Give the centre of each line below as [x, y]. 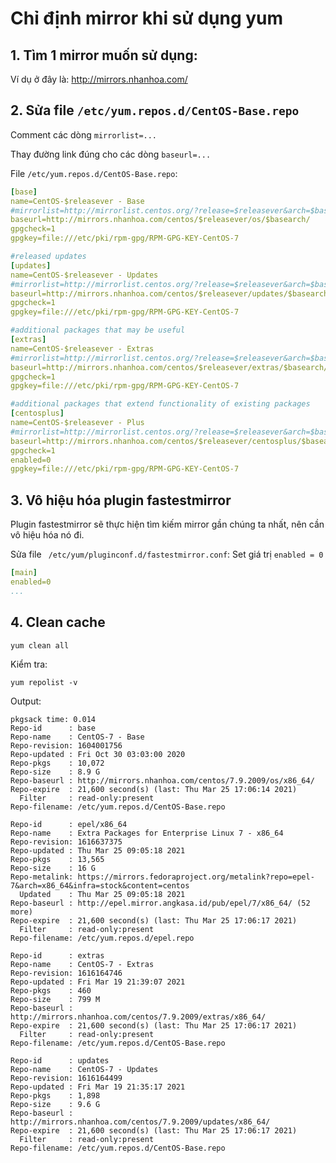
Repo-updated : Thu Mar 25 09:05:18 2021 [98, 850]
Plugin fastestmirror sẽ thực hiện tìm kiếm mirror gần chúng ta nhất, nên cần [167, 524]
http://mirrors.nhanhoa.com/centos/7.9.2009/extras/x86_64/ [138, 1017]
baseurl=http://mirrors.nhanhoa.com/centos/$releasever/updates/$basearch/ [171, 293]
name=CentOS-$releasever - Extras [82, 348]
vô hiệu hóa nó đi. [47, 535]
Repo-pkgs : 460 [51, 990]
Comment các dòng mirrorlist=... [84, 134]
